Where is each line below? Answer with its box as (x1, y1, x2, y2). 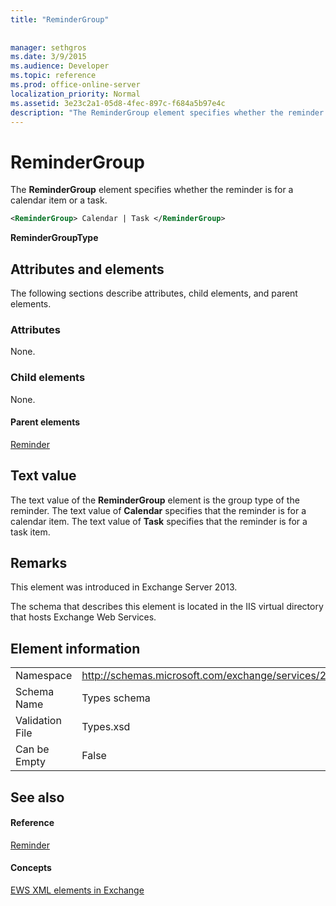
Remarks (10, 555, 68, 571)
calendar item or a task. (10, 194, 108, 206)
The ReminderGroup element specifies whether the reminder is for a (10, 184, 294, 196)
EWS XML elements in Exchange (10, 884, 145, 896)
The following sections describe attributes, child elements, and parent (10, 287, 298, 299)
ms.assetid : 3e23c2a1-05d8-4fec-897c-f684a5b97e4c (10, 98, 226, 108)
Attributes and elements (10, 261, 165, 278)
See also (10, 789, 65, 806)
